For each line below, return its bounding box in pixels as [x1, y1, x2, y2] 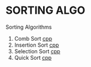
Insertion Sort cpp [14, 41, 59, 48]
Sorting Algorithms [5, 23, 52, 31]
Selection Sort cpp [14, 47, 60, 54]
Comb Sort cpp [14, 35, 52, 42]
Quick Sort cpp [14, 54, 52, 61]
